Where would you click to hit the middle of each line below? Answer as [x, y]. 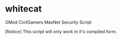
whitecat [23, 9]
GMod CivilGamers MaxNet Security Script [48, 22]
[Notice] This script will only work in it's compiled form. [61, 31]
